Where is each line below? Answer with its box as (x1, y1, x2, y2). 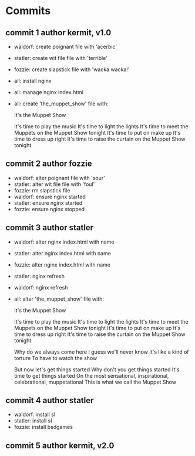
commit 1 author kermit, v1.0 (5, 28, 112, 38)
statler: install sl (14, 417, 52, 424)
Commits (5, 4, 51, 18)
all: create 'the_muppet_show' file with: (14, 100, 109, 107)
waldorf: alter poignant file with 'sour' (14, 174, 105, 181)
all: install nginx (14, 78, 52, 84)
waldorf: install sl (14, 411, 56, 418)
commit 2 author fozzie (5, 159, 92, 169)
